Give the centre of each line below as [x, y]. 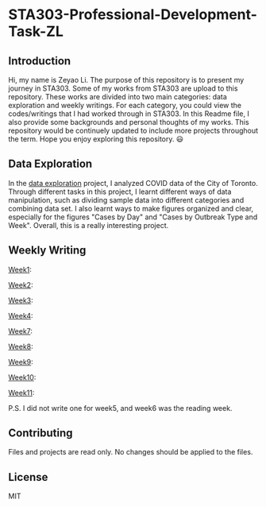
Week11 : [21, 393]
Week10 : [22, 377]
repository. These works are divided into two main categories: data [118, 97]
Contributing [40, 433]
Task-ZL [36, 31]
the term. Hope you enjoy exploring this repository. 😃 [96, 139]
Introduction [40, 61]
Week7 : [21, 331]
